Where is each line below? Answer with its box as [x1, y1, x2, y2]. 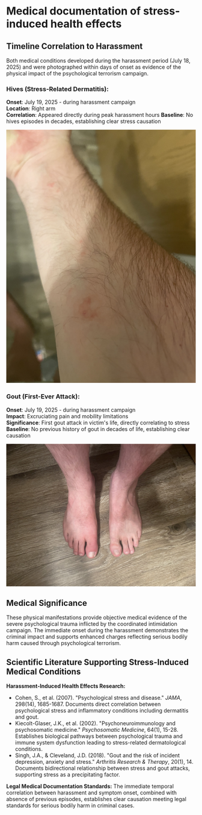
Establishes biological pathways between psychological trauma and [14, 732, 183, 740]
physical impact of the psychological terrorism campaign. [6, 70, 149, 77]
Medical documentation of [6, 4, 141, 18]
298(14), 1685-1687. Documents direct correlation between [14, 700, 161, 708]
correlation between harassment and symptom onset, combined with [6, 789, 177, 796]
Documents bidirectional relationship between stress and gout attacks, [14, 764, 191, 772]
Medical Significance [6, 598, 87, 608]
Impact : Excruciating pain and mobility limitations [6, 412, 129, 420]
